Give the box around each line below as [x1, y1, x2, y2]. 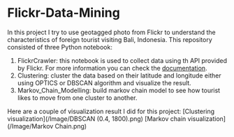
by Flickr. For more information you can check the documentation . [17, 64, 207, 72]
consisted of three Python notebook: [7, 43, 113, 51]
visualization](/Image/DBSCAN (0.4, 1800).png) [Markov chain [7, 114, 187, 123]
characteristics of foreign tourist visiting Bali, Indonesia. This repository [7, 35, 213, 43]
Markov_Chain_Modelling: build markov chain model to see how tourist [17, 86, 221, 94]
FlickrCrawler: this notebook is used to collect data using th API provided [17, 56, 228, 64]
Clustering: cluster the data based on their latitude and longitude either [17, 71, 221, 80]
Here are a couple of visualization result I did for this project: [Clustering [7, 107, 215, 115]
